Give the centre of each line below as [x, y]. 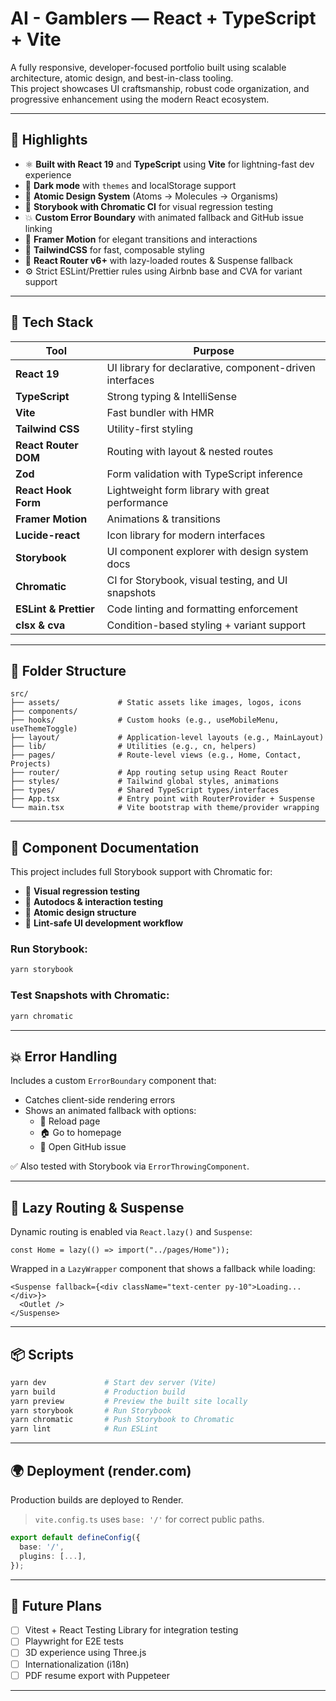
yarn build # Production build [98, 1392]
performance [137, 502]
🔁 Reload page [70, 1121]
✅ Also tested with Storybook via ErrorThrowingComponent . [130, 1166]
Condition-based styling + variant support [206, 625]
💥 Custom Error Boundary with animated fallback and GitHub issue [164, 217]
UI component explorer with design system [207, 551]
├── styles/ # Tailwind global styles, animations [145, 782]
